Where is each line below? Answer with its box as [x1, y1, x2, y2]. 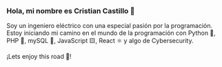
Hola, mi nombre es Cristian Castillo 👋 [6, 6, 135, 16]
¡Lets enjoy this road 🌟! [6, 53, 72, 61]
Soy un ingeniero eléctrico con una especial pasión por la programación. [6, 22, 213, 30]
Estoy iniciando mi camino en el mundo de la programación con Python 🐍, [6, 29, 216, 37]
